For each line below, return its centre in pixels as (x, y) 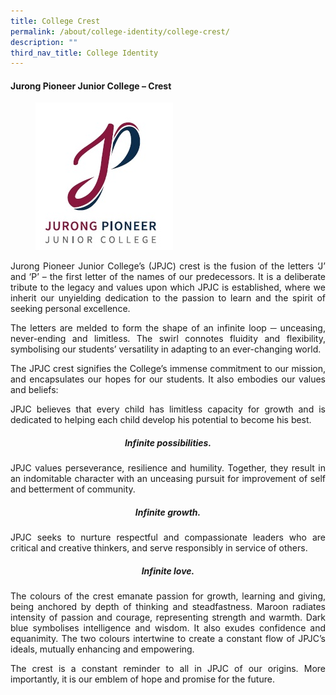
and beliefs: (34, 390)
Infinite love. (168, 571)
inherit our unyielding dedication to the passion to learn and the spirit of (168, 298)
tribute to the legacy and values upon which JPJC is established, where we (168, 287)
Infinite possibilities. (168, 443)
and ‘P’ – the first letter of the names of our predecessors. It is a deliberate (168, 277)
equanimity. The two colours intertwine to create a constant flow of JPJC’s (168, 639)
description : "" (44, 42)
